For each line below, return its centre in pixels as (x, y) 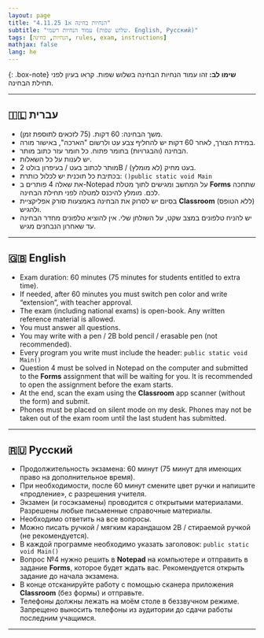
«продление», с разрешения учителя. (83, 494)
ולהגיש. (30, 209)
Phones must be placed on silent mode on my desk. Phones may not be (136, 410)
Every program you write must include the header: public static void (133, 352)
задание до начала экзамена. (69, 577)
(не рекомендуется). (54, 536)
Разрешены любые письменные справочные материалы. (116, 511)
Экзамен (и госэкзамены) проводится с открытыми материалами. (131, 503)
